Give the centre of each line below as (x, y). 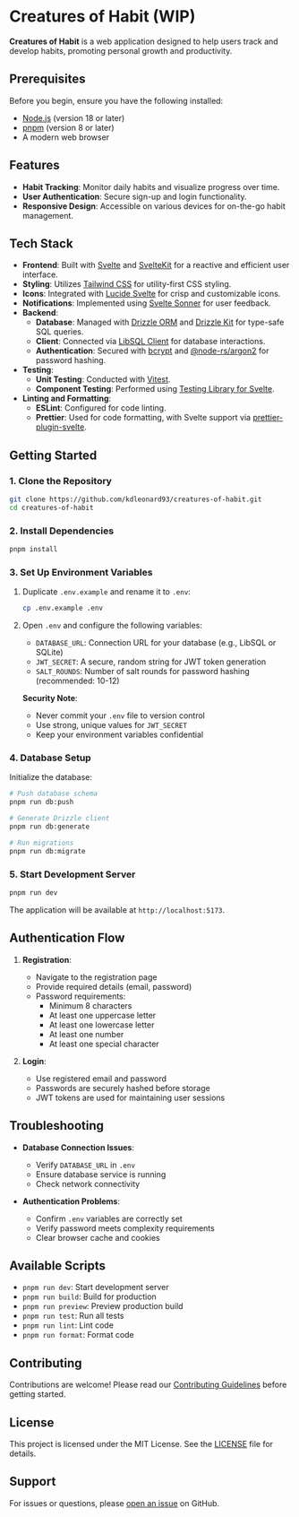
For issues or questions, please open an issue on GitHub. (115, 1503)
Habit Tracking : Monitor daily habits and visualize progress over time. (151, 186)
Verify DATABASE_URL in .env (85, 1165)
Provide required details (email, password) (114, 986)
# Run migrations (42, 843)
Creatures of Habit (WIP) (103, 17)
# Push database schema (54, 794)
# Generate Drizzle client (60, 819)
